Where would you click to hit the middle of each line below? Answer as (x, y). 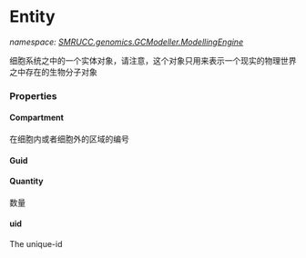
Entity (33, 17)
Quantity (26, 181)
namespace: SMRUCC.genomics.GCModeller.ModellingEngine (127, 42)
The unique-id (36, 244)
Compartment (36, 118)
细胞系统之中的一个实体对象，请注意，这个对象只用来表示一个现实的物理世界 (153, 60)
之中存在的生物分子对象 (53, 72)
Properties (33, 95)
